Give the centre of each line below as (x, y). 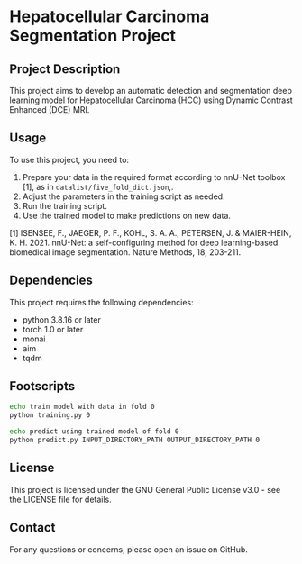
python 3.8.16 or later (61, 319)
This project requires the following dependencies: (101, 302)
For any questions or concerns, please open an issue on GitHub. (128, 549)
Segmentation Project (93, 36)
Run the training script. (65, 205)
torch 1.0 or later (53, 329)
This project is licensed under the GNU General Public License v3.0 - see (145, 489)
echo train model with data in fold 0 (82, 407)
